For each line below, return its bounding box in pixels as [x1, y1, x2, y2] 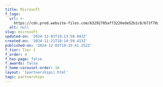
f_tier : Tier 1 [5, 47, 36, 52]
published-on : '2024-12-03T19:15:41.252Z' [5, 43, 92, 48]
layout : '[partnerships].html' [5, 70, 68, 75]
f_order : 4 [5, 52, 27, 57]
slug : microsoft [5, 29, 38, 34]
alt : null [9, 25, 29, 30]
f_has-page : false [5, 57, 42, 61]
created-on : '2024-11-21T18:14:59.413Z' [5, 39, 88, 43]
